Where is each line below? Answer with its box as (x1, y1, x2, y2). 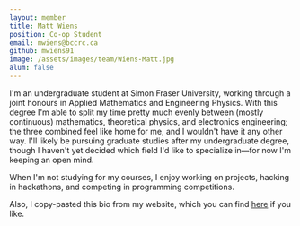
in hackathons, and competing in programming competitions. (9, 181, 235, 192)
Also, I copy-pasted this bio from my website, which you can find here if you (9, 198, 292, 209)
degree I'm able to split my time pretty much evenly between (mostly (9, 107, 264, 117)
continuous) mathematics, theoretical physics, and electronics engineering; (9, 116, 288, 126)
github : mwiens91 (9, 47, 75, 56)
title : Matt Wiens (9, 22, 78, 30)
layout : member (9, 13, 66, 22)
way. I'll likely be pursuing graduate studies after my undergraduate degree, (9, 135, 290, 146)
